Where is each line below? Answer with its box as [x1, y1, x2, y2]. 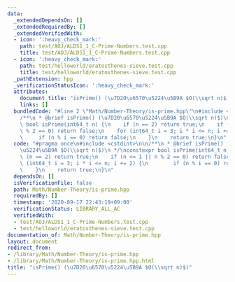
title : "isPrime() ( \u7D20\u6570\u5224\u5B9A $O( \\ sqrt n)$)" [7, 264, 192, 271]
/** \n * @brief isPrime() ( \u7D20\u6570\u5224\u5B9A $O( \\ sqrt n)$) [20, 114, 224, 121]
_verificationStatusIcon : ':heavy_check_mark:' [13, 82, 155, 89]
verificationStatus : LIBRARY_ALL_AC [13, 206, 120, 213]
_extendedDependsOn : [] [13, 17, 83, 24]
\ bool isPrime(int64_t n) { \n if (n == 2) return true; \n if [20, 120, 224, 128]
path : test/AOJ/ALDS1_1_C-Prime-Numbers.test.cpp [20, 43, 168, 50]
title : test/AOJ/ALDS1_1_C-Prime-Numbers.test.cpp [20, 50, 171, 57]
